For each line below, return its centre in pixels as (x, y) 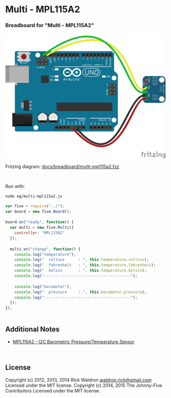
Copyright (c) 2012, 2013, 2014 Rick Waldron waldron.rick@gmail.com (78, 380)
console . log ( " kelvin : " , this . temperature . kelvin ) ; (80, 271)
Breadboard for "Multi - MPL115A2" (50, 25)
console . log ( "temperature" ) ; (45, 254)
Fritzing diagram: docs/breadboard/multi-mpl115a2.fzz (62, 166)
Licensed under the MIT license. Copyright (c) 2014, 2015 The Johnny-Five (84, 385)
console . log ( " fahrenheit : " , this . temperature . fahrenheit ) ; (85, 265)
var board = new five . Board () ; (38, 211)
